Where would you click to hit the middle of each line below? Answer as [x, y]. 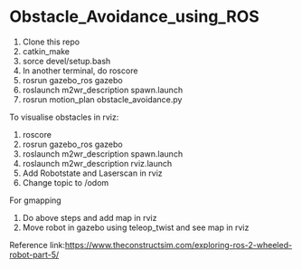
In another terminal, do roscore [80, 71]
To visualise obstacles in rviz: [64, 117]
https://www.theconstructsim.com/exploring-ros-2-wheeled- [178, 245]
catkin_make [46, 51]
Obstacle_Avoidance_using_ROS [134, 17]
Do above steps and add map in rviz [90, 217]
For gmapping [35, 200]
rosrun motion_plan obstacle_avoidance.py [102, 99]
